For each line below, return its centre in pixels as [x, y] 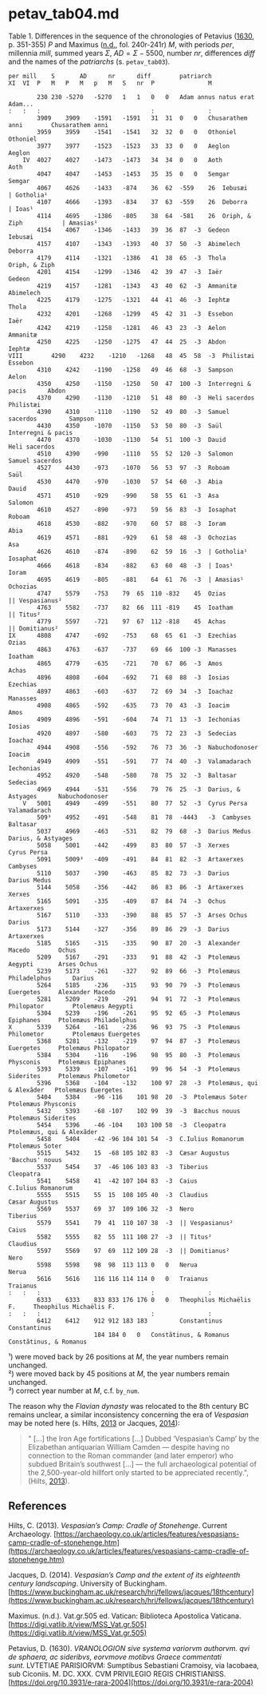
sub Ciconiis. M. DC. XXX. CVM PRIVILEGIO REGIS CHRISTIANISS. [117, 1673]
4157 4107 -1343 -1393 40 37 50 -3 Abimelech [139, 244]
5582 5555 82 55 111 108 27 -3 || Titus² [125, 1237]
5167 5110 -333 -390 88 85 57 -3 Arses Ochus [142, 915]
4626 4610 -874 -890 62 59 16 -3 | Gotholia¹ [142, 551]
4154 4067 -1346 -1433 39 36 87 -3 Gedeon [133, 230]
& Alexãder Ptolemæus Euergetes [66, 1090]
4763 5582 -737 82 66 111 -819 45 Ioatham [135, 607]
